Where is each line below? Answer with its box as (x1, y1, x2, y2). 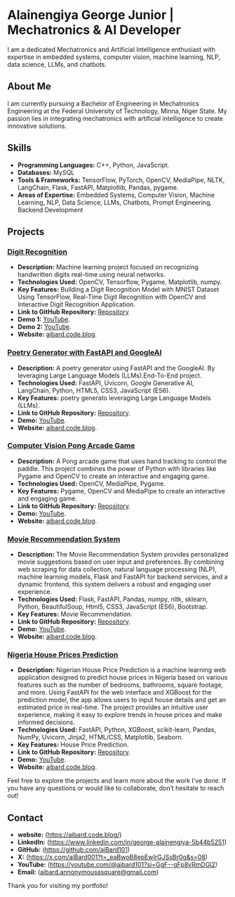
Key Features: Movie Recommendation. (17, 610, 133, 619)
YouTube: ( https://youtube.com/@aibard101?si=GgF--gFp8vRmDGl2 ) (17, 860, 218, 869)
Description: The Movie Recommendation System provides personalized (17, 550, 229, 559)
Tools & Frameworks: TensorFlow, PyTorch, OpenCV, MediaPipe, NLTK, (17, 176, 225, 184)
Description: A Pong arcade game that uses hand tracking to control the (17, 457, 227, 465)
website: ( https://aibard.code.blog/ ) (17, 830, 122, 839)
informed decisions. (17, 718, 76, 727)
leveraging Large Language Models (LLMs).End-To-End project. (17, 371, 202, 380)
